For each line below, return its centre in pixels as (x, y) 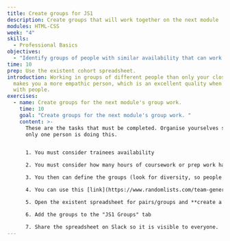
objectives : (24, 52)
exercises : (23, 97)
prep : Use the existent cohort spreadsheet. (72, 71)
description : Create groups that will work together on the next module (113, 20)
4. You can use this (54, 190)
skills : (18, 39)
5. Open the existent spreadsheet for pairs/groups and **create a (124, 202)
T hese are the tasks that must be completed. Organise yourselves (122, 128)
